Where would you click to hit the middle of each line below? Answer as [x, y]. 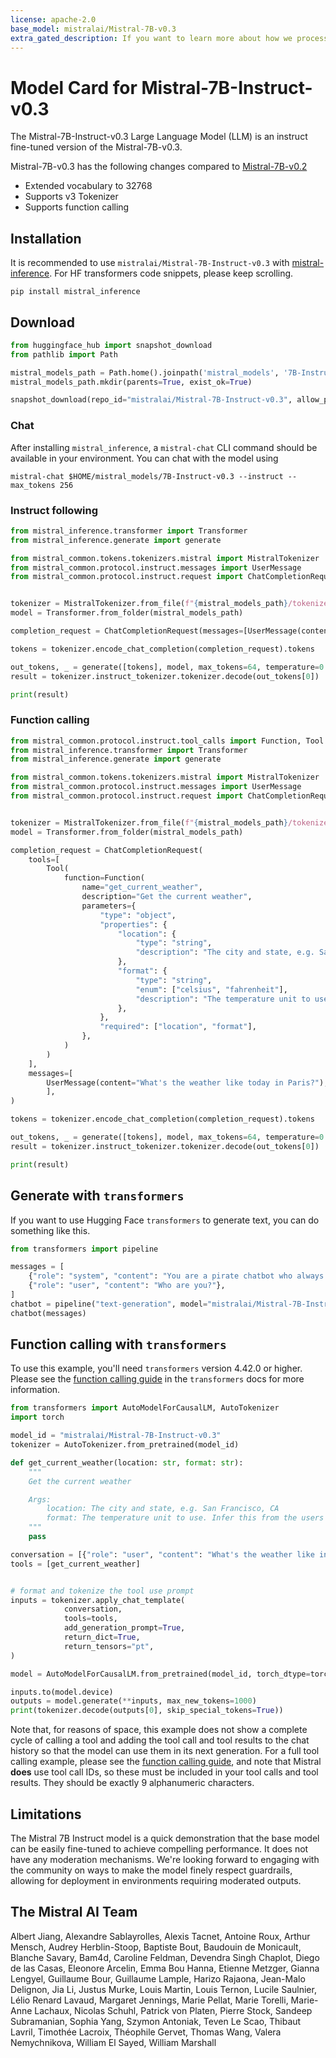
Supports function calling [77, 207]
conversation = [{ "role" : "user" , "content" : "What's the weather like [162, 1554]
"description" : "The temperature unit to [223, 999]
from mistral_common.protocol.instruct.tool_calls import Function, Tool [167, 741]
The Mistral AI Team [74, 1912]
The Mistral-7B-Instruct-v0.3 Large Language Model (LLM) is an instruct [159, 137]
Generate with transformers [97, 1196]
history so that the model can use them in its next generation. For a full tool [165, 1751]
